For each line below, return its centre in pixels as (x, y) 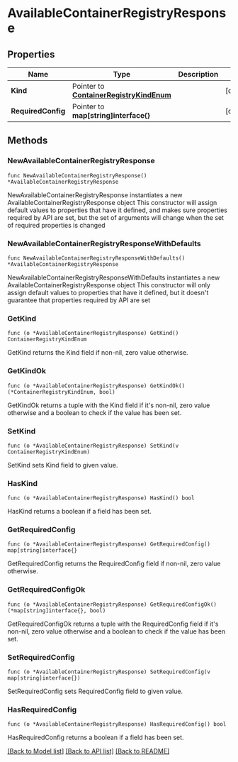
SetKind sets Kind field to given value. (63, 465)
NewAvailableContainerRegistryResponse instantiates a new (95, 195)
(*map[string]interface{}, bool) (57, 611)
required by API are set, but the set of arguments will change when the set (116, 217)
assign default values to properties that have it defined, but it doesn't (108, 292)
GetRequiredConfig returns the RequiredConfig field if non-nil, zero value (114, 564)
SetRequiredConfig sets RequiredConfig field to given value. (95, 691)
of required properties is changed (56, 225)
